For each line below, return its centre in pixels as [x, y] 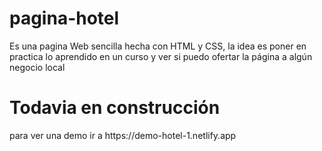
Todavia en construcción [115, 108]
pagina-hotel [64, 18]
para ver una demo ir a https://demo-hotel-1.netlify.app [123, 135]
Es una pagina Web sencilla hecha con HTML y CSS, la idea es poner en [158, 46]
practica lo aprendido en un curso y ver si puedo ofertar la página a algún [161, 56]
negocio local [37, 67]
